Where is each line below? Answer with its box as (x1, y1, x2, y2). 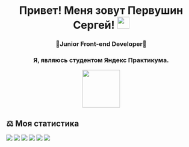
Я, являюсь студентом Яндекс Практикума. (33, 56, 169, 64)
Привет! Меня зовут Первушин (19, 4, 184, 17)
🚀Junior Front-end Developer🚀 (55, 40, 147, 48)
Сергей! (73, 19, 115, 32)
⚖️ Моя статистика (6, 118, 79, 128)
